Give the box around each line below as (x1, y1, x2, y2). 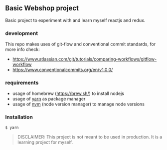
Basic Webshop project (5, 4, 79, 12)
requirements (5, 79, 39, 86)
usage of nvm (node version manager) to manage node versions (12, 101, 145, 107)
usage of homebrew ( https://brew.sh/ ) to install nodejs (12, 90, 125, 96)
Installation (5, 113, 33, 120)
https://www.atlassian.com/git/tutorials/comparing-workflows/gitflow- (12, 56, 157, 62)
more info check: (5, 46, 40, 52)
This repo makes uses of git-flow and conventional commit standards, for (5, 41, 156, 47)
